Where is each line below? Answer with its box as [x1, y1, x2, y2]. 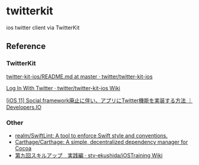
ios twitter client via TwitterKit [6, 24, 80, 31]
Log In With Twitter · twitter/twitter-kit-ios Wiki [6, 84, 120, 91]
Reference [6, 41, 46, 51]
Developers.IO [6, 103, 42, 111]
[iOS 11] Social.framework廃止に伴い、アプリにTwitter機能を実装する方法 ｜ [6, 97, 193, 104]
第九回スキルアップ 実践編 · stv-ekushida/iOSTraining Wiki [14, 151, 163, 159]
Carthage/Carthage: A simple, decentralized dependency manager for [14, 138, 188, 145]
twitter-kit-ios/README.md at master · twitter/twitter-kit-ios [6, 73, 153, 80]
